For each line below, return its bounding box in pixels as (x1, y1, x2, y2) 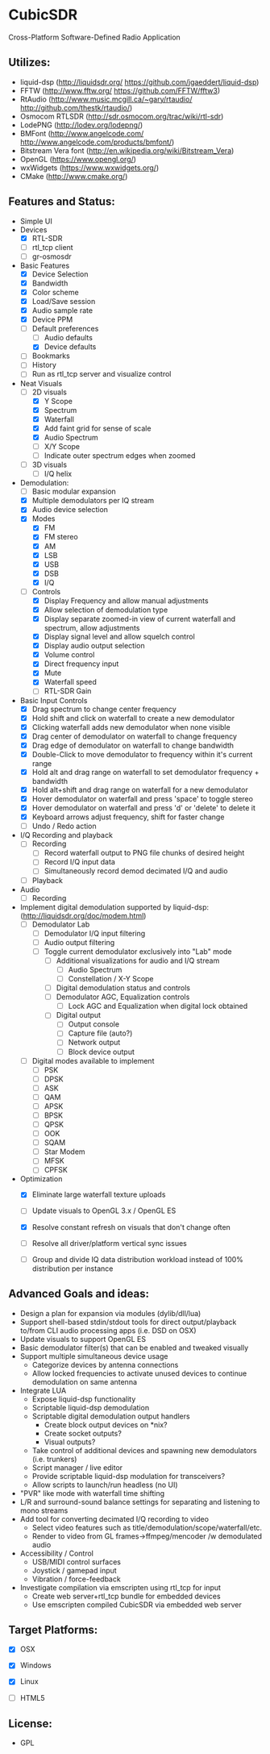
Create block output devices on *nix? (44, 1419, 168, 1429)
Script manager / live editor (31, 1462, 123, 1473)
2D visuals (31, 387, 67, 397)
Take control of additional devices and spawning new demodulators (31, 1445, 257, 1455)
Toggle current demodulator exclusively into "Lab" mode (44, 946, 232, 956)
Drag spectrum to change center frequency (31, 704, 177, 714)
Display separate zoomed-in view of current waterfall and (44, 615, 236, 623)
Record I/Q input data (44, 857, 115, 867)
